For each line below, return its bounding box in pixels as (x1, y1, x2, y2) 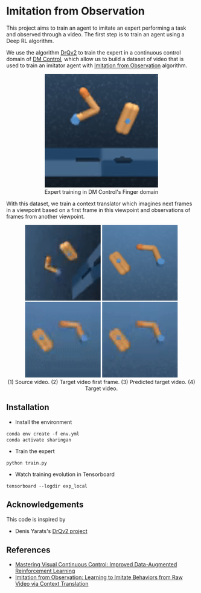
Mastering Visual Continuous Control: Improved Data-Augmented (14, 561, 177, 568)
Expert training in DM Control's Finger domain (44, 188, 159, 195)
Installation (6, 402, 49, 412)
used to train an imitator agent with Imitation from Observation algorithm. (6, 62, 188, 69)
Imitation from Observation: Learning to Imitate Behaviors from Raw (14, 574, 183, 581)
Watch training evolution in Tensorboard (14, 471, 115, 478)
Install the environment (14, 418, 72, 425)
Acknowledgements (6, 500, 84, 510)
